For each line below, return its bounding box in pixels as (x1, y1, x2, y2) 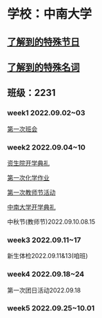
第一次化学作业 (7, 173, 50, 181)
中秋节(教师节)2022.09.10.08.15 (7, 217, 96, 226)
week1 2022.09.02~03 (7, 108, 85, 118)
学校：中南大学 (7, 6, 92, 22)
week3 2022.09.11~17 (7, 235, 81, 245)
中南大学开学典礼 (7, 203, 56, 211)
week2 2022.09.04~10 (7, 142, 86, 152)
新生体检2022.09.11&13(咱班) (7, 252, 88, 260)
